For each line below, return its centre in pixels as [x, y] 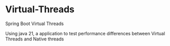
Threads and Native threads [35, 39]
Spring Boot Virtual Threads [34, 24]
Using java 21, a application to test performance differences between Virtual [85, 33]
